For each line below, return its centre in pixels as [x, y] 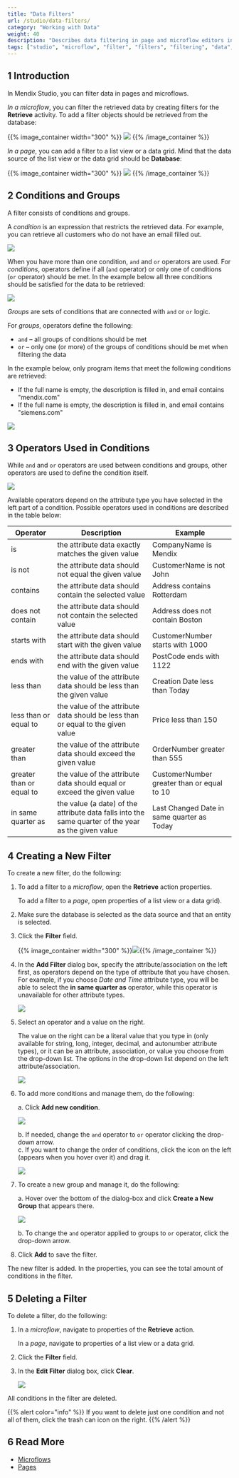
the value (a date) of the [97, 804]
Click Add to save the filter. [57, 1255]
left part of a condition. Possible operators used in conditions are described [118, 508]
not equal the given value [99, 574]
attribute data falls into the [101, 813]
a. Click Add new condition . [59, 1107]
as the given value [88, 830]
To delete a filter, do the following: [57, 1316]
